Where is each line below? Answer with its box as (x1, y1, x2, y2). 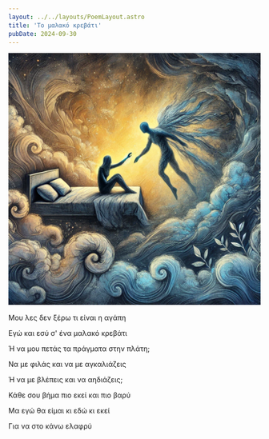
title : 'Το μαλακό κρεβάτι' (8, 21, 102, 30)
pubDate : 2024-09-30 (8, 30, 78, 38)
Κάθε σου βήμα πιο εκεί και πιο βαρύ (8, 390, 130, 400)
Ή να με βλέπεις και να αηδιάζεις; (8, 375, 123, 385)
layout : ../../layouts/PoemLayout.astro (8, 13, 146, 21)
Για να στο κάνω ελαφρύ (8, 421, 92, 431)
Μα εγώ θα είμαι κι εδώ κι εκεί (8, 406, 110, 416)
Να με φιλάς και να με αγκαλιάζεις (8, 360, 126, 369)
